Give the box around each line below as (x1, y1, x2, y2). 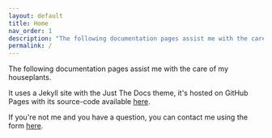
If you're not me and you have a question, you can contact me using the (8, 112, 249, 122)
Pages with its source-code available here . (8, 97, 151, 107)
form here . (8, 121, 44, 131)
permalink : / (8, 42, 53, 50)
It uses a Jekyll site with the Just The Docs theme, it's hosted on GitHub (8, 88, 249, 98)
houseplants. (8, 73, 52, 82)
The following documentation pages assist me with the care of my (8, 64, 229, 73)
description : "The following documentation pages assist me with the (8, 34, 249, 43)
